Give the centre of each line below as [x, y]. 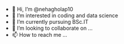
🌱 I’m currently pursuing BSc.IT [50, 22]
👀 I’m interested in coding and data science [65, 15]
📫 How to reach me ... [39, 35]
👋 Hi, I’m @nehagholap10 [42, 9]
